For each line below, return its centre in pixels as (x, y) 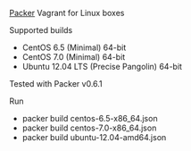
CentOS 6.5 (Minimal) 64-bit (74, 47)
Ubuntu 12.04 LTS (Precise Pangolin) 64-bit (102, 67)
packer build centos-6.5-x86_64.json (90, 118)
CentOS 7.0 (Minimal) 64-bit (74, 57)
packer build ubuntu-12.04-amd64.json (94, 137)
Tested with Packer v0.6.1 (56, 84)
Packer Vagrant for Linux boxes (67, 13)
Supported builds (41, 30)
